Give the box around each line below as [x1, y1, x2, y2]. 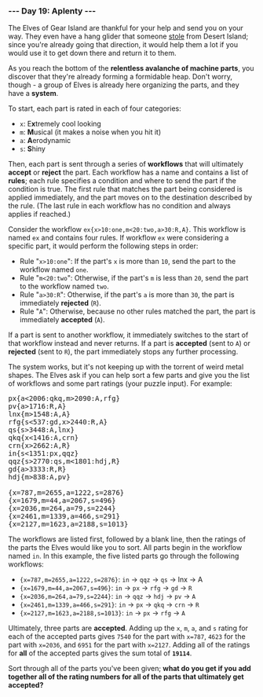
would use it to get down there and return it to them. [8, 49, 177, 58]
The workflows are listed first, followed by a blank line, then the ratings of [8, 534, 246, 544]
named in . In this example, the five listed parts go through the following [8, 552, 239, 561]
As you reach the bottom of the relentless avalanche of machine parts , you [8, 64, 254, 73]
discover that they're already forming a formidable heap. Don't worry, [8, 72, 233, 82]
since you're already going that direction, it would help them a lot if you [8, 40, 238, 50]
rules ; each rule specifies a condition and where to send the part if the [8, 176, 237, 185]
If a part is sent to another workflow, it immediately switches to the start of [8, 330, 249, 339]
